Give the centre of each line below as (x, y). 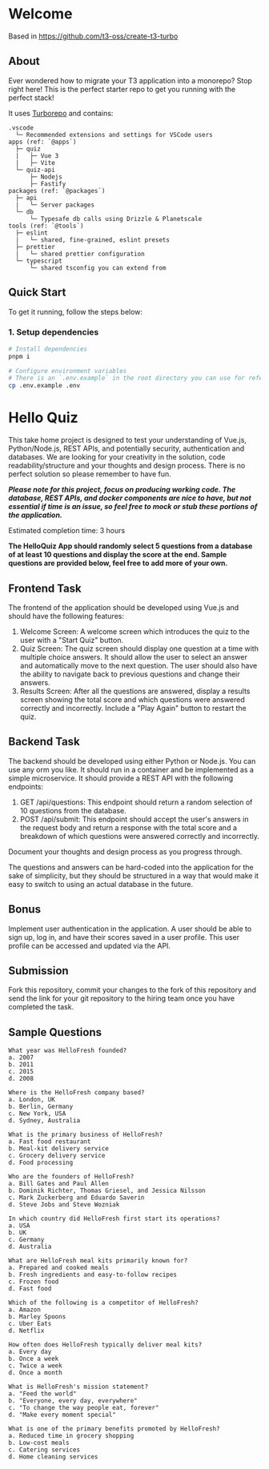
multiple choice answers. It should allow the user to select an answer (134, 656)
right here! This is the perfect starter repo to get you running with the (122, 89)
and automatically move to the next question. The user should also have (139, 665)
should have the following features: (66, 616)
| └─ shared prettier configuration (80, 254)
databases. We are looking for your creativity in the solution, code (117, 457)
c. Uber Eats (30, 1324)
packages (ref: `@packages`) (57, 191)
